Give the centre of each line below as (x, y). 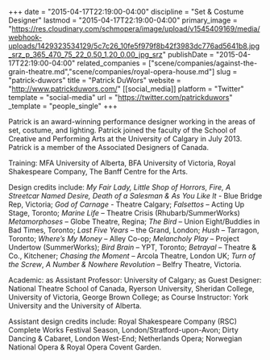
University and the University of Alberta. (75, 306)
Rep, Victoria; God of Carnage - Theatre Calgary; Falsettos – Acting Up (127, 204)
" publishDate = (189, 54)
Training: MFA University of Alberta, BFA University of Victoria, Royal (122, 163)
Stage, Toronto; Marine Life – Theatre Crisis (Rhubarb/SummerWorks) (124, 213)
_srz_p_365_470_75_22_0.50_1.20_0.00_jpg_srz (85, 54)
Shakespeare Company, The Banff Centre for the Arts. (98, 172)
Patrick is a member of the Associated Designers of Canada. (109, 147)
